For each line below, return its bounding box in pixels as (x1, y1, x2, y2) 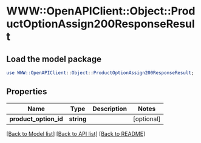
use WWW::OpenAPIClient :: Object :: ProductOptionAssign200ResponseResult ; (6, 70, 194, 76)
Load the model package (6, 54, 102, 64)
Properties (6, 86, 47, 97)
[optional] (132, 115, 161, 123)
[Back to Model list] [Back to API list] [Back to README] (6, 130, 146, 137)
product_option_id (9, 115, 64, 123)
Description (92, 104, 128, 113)
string (69, 115, 87, 123)
